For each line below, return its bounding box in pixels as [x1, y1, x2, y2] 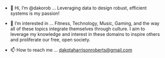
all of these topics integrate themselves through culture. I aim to [10, 26, 145, 32]
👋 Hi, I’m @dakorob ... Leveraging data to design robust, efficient [10, 5, 147, 11]
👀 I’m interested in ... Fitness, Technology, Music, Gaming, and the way [10, 21, 160, 26]
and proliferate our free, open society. [10, 36, 91, 43]
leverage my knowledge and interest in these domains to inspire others [10, 31, 160, 37]
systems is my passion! [10, 10, 60, 16]
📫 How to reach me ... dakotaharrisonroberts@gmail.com [10, 47, 132, 53]
